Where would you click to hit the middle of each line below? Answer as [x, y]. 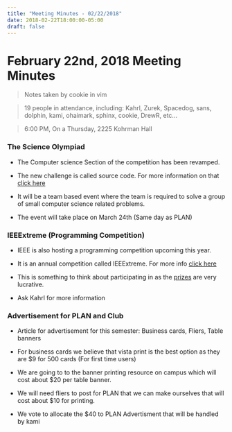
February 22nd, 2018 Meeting [94, 61]
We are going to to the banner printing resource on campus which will [117, 372]
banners [29, 338]
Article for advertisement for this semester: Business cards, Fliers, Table [120, 331]
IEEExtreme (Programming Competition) [76, 235]
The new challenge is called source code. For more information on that [118, 175]
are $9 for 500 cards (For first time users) [77, 359]
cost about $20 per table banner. [64, 380]
